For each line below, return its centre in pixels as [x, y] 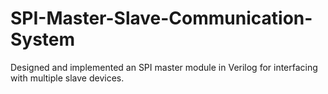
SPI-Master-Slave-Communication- [161, 18]
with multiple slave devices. [67, 78]
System [43, 39]
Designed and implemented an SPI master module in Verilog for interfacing [164, 67]
